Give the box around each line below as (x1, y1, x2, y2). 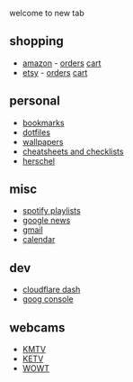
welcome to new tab (9, 8, 84, 18)
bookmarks (22, 117, 65, 128)
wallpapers (22, 136, 64, 147)
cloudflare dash (22, 284, 81, 296)
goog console (22, 294, 74, 305)
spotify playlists (22, 205, 81, 216)
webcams (9, 320, 66, 335)
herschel (22, 155, 56, 166)
